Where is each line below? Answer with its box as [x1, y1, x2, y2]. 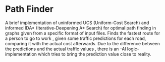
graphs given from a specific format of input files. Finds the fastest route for [5, 30, 161, 36]
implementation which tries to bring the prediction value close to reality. [5, 51, 152, 57]
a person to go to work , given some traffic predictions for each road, [5, 35, 146, 41]
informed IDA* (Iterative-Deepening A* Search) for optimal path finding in [5, 25, 156, 31]
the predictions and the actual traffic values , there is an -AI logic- [5, 46, 140, 52]
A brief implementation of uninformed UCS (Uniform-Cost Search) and [5, 20, 149, 26]
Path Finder [5, 3, 54, 15]
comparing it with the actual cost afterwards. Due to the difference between [5, 40, 160, 46]
